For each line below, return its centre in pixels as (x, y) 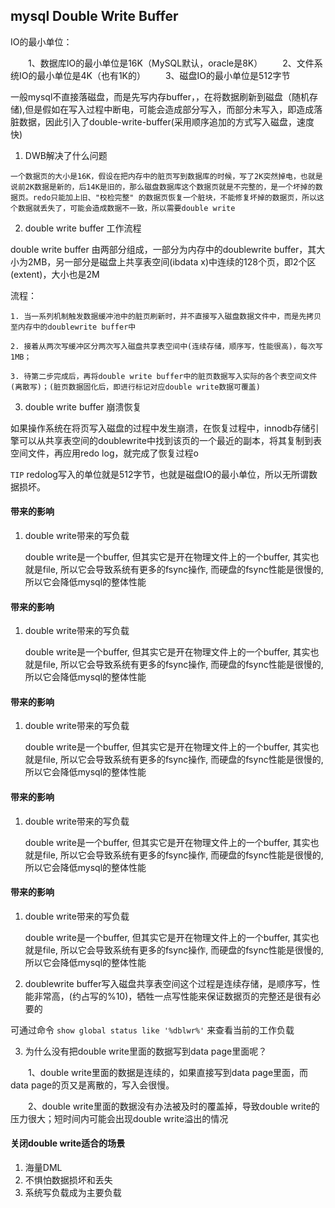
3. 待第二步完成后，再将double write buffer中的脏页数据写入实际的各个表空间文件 (164, 376)
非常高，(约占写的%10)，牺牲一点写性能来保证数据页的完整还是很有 (173, 996)
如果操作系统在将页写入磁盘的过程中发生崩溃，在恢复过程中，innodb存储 (160, 428)
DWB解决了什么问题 (66, 155)
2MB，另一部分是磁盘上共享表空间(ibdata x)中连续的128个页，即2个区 (172, 261)
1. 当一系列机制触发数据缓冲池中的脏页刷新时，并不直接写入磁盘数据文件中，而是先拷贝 (166, 316)
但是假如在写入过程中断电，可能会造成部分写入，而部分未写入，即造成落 (173, 109)
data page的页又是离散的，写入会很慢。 (92, 1085)
